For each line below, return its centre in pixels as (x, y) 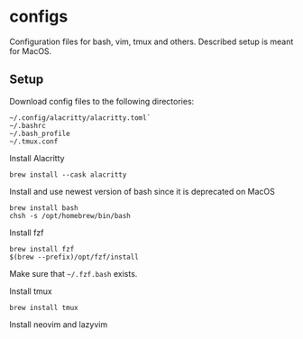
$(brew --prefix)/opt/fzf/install (74, 257)
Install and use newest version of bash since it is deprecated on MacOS (142, 191)
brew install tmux (44, 307)
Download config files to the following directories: (102, 101)
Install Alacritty (37, 158)
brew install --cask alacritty (68, 174)
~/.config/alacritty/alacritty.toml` (80, 118)
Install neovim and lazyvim (59, 324)
